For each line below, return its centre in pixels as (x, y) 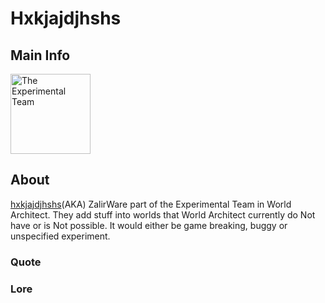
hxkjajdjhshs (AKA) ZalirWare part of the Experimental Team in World (151, 204)
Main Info (40, 55)
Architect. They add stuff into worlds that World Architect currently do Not (163, 214)
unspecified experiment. (60, 236)
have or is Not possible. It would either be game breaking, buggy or (149, 225)
